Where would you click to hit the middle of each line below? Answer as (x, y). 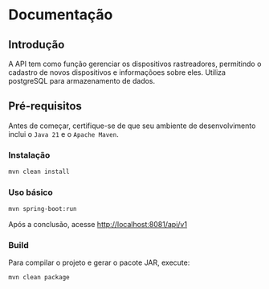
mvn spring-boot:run (43, 209)
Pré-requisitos (45, 106)
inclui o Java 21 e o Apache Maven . (63, 134)
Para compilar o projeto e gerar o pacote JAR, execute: (99, 262)
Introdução (37, 45)
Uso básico (31, 192)
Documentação (61, 15)
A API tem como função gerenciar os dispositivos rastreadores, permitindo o (135, 64)
